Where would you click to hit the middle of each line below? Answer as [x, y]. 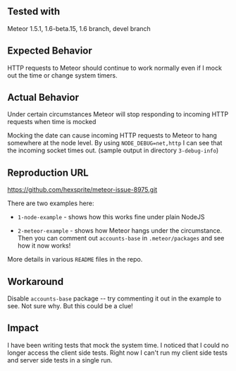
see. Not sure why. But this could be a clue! [70, 306]
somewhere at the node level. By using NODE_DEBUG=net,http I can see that [115, 143]
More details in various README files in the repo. [75, 260]
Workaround [36, 281]
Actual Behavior [43, 98]
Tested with [34, 12]
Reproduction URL [48, 172]
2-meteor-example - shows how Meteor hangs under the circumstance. [120, 231]
